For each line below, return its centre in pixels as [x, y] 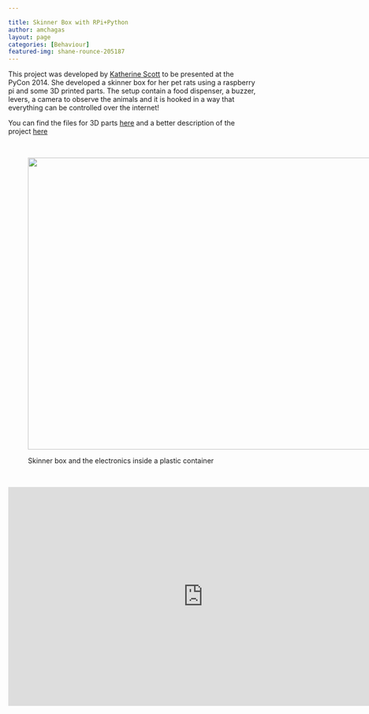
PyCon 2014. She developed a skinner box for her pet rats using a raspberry [132, 83]
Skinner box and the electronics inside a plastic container [121, 461]
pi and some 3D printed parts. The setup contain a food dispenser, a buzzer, [132, 91]
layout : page [30, 37]
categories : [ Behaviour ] [49, 44]
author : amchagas [37, 30]
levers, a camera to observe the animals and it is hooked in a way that [121, 99]
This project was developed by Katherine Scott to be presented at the [121, 74]
